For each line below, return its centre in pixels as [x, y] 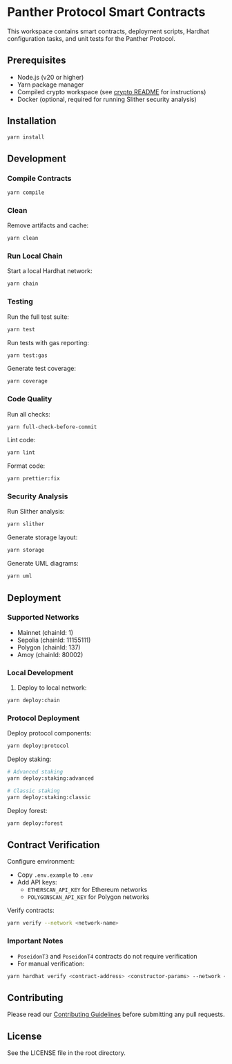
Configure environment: [41, 862]
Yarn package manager [50, 85]
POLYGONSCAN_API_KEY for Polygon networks [88, 897]
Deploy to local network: [52, 688]
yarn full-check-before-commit [52, 427]
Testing [20, 302]
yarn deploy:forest [35, 823]
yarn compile [26, 193]
